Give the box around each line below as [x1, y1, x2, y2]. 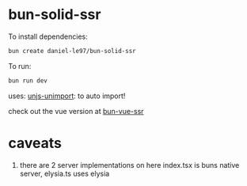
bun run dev [8, 77, 47, 85]
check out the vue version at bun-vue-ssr [8, 106, 144, 116]
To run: [8, 61, 32, 70]
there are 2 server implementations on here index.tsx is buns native [19, 160, 240, 169]
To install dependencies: [8, 32, 89, 41]
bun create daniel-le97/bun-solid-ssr [8, 47, 136, 55]
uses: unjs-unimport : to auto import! [8, 91, 126, 101]
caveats [8, 134, 62, 152]
